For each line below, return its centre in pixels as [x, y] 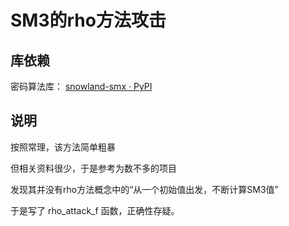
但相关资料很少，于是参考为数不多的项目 [93, 168]
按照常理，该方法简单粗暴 [63, 147]
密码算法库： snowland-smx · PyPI [81, 86]
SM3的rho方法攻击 [88, 20]
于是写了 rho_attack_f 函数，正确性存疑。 [95, 210]
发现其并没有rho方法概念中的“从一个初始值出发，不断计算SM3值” [144, 189]
